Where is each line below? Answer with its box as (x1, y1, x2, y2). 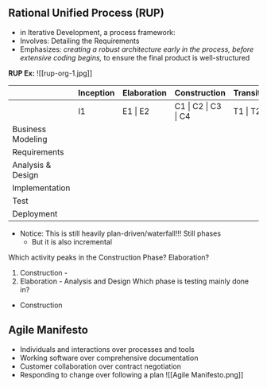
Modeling (12, 133, 48, 144)
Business (12, 123, 46, 135)
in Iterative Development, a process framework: (19, 27, 176, 37)
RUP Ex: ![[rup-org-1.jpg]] (8, 68, 93, 78)
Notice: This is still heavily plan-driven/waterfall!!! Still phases (19, 229, 221, 238)
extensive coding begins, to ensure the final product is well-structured (19, 53, 250, 62)
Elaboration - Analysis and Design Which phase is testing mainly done (19, 276, 250, 286)
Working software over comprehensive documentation (19, 353, 199, 362)
